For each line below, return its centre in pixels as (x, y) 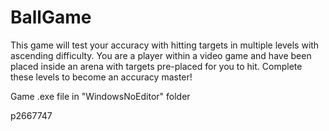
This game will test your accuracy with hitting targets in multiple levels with (165, 45)
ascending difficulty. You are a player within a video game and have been (161, 55)
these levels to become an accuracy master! (101, 77)
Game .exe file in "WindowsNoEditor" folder (100, 96)
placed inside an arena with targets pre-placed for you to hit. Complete (156, 66)
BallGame (51, 17)
